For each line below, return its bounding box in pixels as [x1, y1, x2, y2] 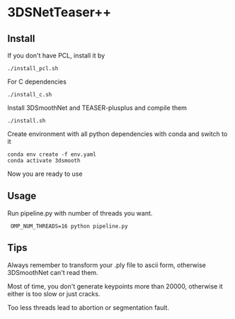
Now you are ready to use [7, 169, 83, 178]
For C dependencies [7, 77, 67, 86]
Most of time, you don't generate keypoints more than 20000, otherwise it [7, 281, 223, 291]
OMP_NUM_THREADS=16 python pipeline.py [10, 223, 129, 230]
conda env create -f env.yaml [7, 151, 97, 158]
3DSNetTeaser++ [7, 4, 112, 21]
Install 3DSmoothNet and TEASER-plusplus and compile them [7, 103, 188, 112]
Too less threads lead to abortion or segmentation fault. [7, 303, 170, 312]
